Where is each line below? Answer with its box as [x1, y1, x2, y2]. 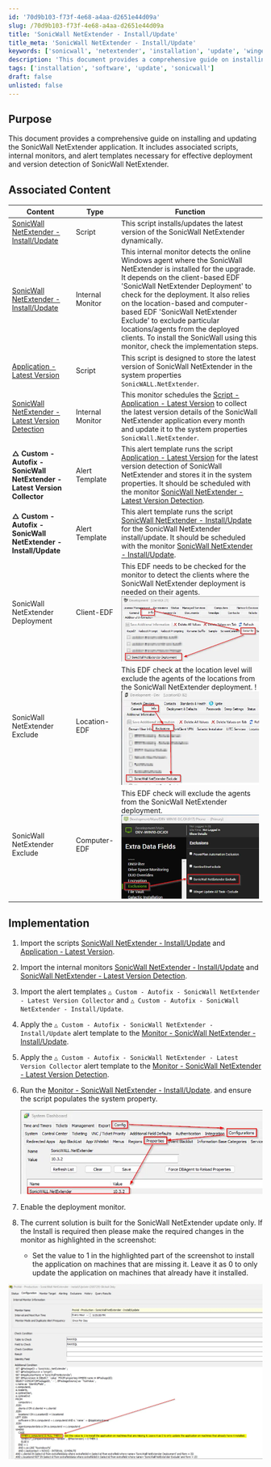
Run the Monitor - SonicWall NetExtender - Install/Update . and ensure [19, 1085, 252, 1095]
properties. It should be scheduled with [120, 478, 252, 488]
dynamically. [120, 235, 164, 245]
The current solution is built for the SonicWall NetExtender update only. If [19, 1218, 263, 1227]
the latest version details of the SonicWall [120, 407, 258, 417]
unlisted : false [8, 81, 63, 89]
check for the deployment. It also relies [120, 290, 250, 299]
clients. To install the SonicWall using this [120, 333, 257, 343]
